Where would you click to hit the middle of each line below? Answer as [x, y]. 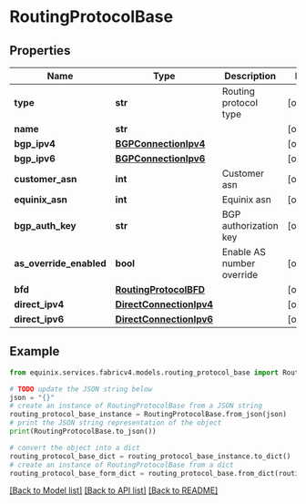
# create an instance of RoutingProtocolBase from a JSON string [136, 406]
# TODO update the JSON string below [81, 389]
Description [250, 76]
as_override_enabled [60, 263]
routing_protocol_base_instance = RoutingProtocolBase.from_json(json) [148, 415]
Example [35, 351]
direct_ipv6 [39, 319]
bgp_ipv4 [35, 144]
